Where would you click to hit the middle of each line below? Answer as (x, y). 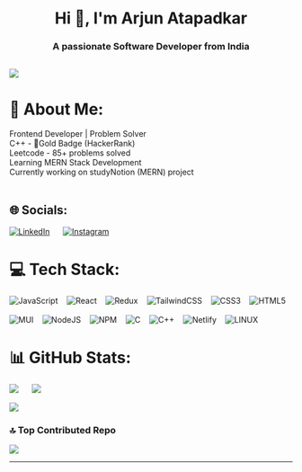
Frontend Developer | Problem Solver (78, 134)
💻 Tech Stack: (65, 270)
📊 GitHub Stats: (71, 358)
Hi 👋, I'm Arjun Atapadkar (151, 18)
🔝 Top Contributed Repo (63, 431)
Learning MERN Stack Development (75, 163)
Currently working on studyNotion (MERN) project (102, 172)
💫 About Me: (57, 109)
